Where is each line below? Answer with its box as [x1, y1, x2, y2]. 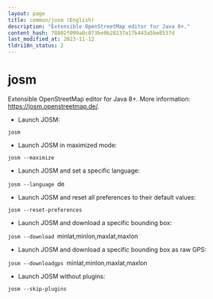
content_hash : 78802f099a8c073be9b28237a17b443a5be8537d [8, 29, 175, 37]
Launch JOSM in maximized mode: [17, 141, 117, 149]
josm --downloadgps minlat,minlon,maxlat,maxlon [8, 258, 148, 267]
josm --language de [8, 180, 65, 188]
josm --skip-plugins [8, 285, 68, 292]
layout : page [8, 10, 45, 17]
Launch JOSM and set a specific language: [17, 166, 141, 175]
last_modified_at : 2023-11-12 [8, 36, 95, 43]
